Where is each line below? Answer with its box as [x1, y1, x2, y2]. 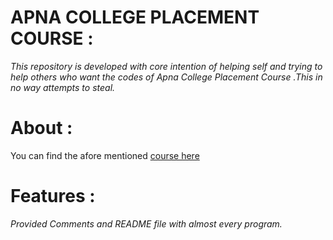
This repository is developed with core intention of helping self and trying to [10, 60, 323, 72]
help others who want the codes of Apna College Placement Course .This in [10, 71, 323, 83]
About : [10, 117, 73, 140]
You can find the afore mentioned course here [10, 149, 200, 161]
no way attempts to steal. [10, 81, 116, 93]
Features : [10, 185, 96, 208]
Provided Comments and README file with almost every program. [10, 217, 283, 230]
